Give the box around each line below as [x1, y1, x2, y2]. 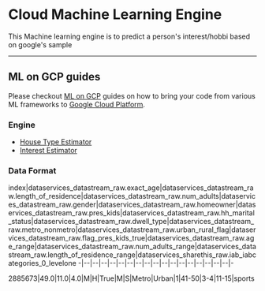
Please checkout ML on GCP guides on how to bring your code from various [8, 91, 256, 100]
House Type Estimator [19, 137, 92, 147]
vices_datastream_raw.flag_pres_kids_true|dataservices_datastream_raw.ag [8, 233, 255, 243]
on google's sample [8, 39, 73, 49]
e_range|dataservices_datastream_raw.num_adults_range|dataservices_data [8, 242, 256, 252]
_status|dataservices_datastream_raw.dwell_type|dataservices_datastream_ [8, 217, 255, 226]
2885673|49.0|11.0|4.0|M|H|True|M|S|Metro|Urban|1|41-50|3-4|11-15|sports [8, 274, 255, 283]
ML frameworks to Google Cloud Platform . [8, 99, 146, 109]
